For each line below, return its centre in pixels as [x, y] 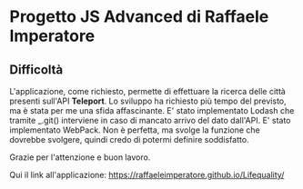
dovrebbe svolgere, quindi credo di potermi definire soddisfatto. [129, 139]
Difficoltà [36, 70]
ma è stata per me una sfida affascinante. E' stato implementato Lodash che [152, 110]
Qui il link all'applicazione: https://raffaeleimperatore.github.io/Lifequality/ [147, 175]
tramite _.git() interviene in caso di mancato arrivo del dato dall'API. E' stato [150, 120]
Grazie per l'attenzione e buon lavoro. [80, 157]
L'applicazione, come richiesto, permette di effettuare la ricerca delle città [148, 91]
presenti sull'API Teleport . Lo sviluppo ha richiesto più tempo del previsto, [148, 101]
